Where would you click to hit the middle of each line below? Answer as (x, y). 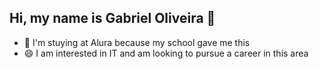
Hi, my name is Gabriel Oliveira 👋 (112, 18)
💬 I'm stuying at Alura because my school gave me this (137, 42)
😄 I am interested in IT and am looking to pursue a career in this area (166, 53)
